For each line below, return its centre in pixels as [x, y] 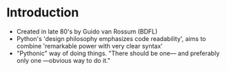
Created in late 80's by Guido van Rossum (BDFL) [87, 31]
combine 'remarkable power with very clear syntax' [90, 46]
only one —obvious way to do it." [63, 60]
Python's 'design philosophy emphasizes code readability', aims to [111, 38]
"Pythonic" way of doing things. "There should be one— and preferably [118, 53]
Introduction [43, 13]
